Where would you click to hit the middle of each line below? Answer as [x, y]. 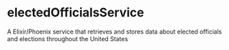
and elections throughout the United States [68, 38]
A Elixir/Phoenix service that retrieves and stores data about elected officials [114, 32]
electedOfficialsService [76, 13]
